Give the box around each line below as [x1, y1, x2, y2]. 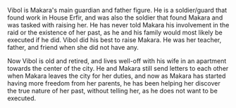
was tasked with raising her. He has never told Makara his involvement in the [7, 21, 230, 29]
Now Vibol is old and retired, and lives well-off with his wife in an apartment [7, 57, 227, 65]
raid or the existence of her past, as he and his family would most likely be [7, 28, 223, 36]
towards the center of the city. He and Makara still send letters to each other [7, 65, 229, 72]
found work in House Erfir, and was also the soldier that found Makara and [7, 13, 223, 22]
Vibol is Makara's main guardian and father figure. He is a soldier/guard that [7, 6, 228, 14]
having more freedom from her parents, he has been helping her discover [7, 79, 221, 87]
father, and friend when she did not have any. [7, 43, 139, 51]
